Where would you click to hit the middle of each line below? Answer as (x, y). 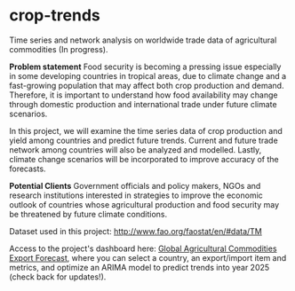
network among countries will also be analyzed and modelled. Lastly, (136, 149)
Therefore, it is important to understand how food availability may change (144, 95)
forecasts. (28, 169)
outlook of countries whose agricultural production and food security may (144, 204)
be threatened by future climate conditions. (88, 214)
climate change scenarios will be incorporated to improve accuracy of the (144, 159)
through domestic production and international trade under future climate (143, 104)
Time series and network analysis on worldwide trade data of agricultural (143, 40)
